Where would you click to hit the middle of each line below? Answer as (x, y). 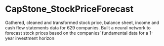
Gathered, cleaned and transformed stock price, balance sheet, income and (82, 23)
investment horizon (35, 38)
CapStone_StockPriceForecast (69, 9)
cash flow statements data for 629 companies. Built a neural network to (78, 27)
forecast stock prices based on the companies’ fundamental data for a (77, 33)
